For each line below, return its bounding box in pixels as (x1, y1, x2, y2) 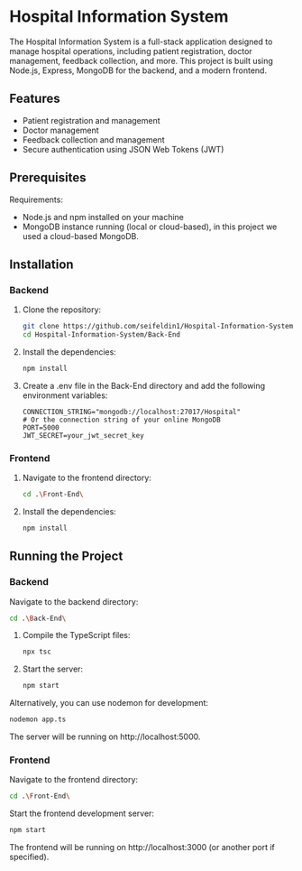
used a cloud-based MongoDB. (22, 230, 140, 241)
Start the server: (22, 663, 84, 674)
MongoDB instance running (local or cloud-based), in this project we (22, 221, 278, 232)
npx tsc (22, 647, 51, 656)
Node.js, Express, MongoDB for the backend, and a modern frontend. (9, 65, 268, 76)
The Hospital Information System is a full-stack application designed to (9, 36, 273, 47)
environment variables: (22, 390, 108, 401)
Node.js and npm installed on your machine (22, 211, 185, 222)
